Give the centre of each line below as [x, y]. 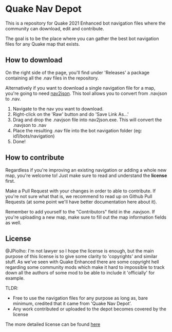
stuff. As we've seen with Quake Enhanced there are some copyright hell [82, 262]
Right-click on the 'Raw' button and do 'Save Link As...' [71, 114]
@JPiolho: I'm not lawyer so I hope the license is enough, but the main [80, 251]
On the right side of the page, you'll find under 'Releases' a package [78, 72]
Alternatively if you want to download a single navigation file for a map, [80, 88]
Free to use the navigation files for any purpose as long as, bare [80, 298]
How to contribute [35, 158]
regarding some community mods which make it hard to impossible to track [85, 267]
